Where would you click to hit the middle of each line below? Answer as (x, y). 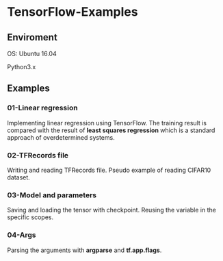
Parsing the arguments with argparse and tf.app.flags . (84, 250)
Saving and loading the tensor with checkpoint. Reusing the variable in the (112, 210)
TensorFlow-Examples (73, 12)
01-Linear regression (42, 108)
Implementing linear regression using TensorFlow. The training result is (107, 123)
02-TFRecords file (38, 155)
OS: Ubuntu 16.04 (32, 53)
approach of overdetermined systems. (61, 137)
